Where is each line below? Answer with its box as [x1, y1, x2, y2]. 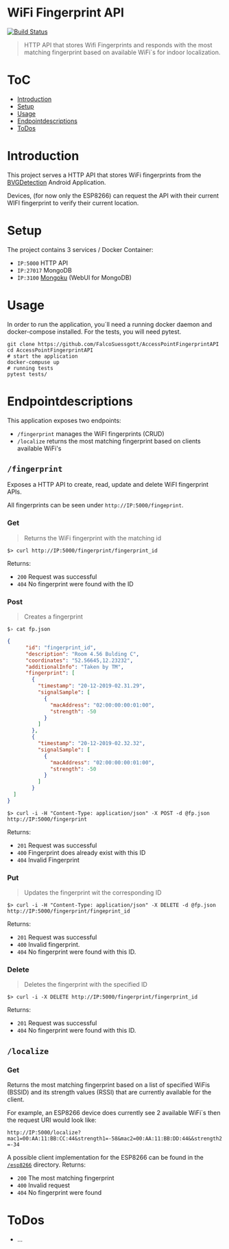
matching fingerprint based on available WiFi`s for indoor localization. [23, 48, 221, 56]
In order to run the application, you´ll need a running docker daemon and [7, 320, 213, 328]
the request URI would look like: [7, 1116, 97, 1124]
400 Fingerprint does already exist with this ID [16, 848, 146, 856]
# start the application [7, 352, 78, 360]
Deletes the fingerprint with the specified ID [23, 981, 147, 989]
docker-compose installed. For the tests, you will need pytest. [7, 328, 182, 336]
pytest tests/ [7, 371, 48, 378]
